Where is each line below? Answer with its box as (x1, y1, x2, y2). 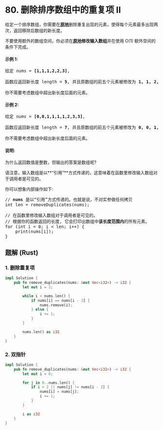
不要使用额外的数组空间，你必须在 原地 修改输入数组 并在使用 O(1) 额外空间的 (5, 37, 156, 44)
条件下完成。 (5, 44, 31, 50)
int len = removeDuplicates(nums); (5, 202, 90, 207)
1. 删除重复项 (5, 264, 35, 271)
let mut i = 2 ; (22, 284, 53, 290)
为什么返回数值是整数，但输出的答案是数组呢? (5, 159, 97, 165)
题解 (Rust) (5, 248, 39, 257)
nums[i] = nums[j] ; (39, 389, 79, 394)
